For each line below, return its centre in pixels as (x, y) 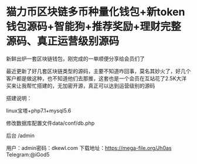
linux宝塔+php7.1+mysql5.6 (39, 110)
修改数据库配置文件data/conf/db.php (50, 123)
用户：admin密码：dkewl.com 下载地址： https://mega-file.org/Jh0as (89, 148)
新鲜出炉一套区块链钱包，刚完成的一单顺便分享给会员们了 (75, 59)
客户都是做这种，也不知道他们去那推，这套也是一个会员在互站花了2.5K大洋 (96, 78)
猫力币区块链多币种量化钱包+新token (96, 12)
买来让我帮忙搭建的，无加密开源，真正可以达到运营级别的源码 (81, 86)
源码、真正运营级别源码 (63, 41)
